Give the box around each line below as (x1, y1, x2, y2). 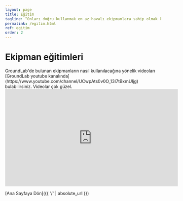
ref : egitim (5, 26, 30, 31)
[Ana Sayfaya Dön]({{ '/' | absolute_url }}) (5, 190, 89, 196)
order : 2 (5, 30, 23, 35)
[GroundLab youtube (5, 73, 48, 79)
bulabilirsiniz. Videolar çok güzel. (5, 83, 73, 89)
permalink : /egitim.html (5, 21, 56, 26)
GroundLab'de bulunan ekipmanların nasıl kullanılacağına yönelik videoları (5, 68, 155, 74)
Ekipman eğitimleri (5, 51, 84, 63)
